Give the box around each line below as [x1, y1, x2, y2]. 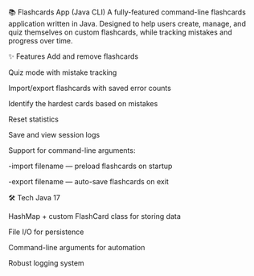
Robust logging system [8, 258, 84, 268]
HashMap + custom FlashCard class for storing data [8, 212, 181, 220]
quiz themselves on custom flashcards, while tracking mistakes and [8, 27, 232, 37]
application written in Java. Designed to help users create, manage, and [8, 19, 247, 28]
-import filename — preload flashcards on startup [8, 161, 173, 171]
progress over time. [8, 36, 74, 45]
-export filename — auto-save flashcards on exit [8, 177, 169, 186]
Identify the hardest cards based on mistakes [8, 99, 158, 108]
